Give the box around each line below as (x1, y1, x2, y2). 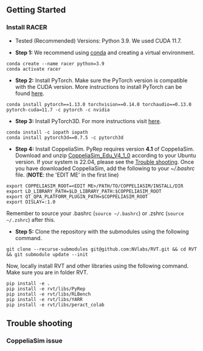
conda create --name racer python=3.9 (6, 60, 105, 66)
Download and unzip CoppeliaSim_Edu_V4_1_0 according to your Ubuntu (15, 152, 196, 159)
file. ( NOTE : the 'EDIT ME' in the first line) (15, 171, 119, 179)
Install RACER (6, 23, 47, 32)
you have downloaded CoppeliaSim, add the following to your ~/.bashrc (15, 165, 195, 172)
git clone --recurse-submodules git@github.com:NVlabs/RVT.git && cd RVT (6, 246, 198, 252)
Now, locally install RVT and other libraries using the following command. (6, 262, 189, 269)
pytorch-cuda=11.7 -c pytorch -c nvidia (6, 107, 111, 113)
